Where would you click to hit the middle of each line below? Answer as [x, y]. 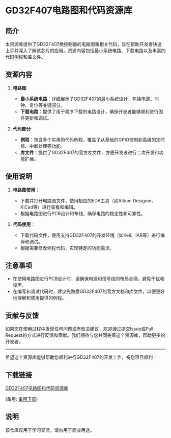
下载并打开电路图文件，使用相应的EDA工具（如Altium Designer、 [88, 200]
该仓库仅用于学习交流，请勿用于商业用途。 [50, 430]
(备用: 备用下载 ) [22, 399]
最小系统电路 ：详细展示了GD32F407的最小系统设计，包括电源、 [88, 99]
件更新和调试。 [36, 118]
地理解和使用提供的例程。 [39, 298]
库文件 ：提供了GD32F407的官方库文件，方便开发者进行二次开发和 [90, 152]
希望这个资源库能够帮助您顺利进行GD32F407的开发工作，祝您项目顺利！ [81, 357]
